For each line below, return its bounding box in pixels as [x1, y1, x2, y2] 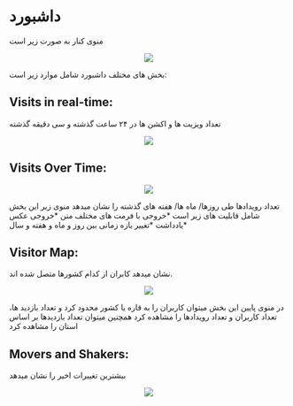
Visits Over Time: [9, 161, 107, 176]
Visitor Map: [9, 245, 79, 260]
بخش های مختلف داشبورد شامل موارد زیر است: [9, 69, 167, 80]
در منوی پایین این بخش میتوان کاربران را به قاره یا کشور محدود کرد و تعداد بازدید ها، [9, 303, 285, 313]
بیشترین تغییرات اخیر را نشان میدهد [9, 370, 127, 381]
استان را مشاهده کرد [9, 321, 78, 332]
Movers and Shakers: [9, 347, 130, 362]
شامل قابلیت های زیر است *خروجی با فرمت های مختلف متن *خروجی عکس [9, 210, 260, 220]
